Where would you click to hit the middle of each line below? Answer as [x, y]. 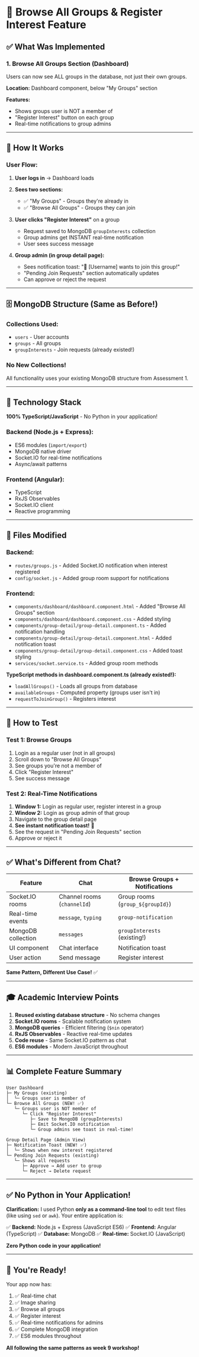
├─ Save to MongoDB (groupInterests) [76, 1119]
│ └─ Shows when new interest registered [59, 1150]
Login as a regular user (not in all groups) [65, 753]
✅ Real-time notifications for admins [59, 1323]
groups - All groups [38, 344]
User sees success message [59, 244]
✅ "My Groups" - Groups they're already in [76, 201]
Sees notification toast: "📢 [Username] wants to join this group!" [102, 266]
